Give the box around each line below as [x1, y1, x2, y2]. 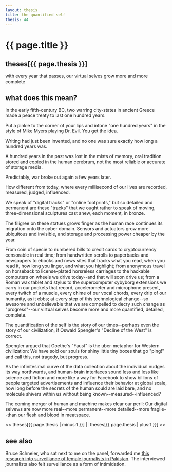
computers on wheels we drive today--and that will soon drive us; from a [5, 274, 160, 280]
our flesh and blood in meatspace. [17, 411, 91, 418]
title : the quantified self [5, 12, 66, 17]
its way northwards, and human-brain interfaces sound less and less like [5, 369, 159, 375]
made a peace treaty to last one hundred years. [5, 112, 106, 119]
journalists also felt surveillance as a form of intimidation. [5, 461, 126, 467]
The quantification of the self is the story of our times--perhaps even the [5, 322, 159, 328]
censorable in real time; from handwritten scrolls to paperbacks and [5, 252, 149, 258]
